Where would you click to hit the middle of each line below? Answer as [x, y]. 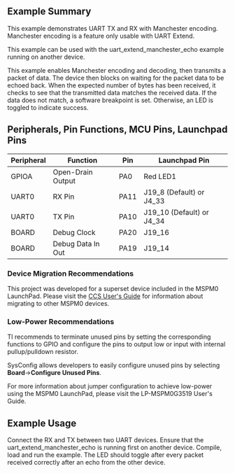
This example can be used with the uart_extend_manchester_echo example [116, 49]
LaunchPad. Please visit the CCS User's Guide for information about [105, 296]
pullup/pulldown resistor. [43, 352]
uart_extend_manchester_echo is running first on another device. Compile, [115, 448]
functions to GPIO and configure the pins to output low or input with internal [116, 344]
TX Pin [64, 216]
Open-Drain [73, 172]
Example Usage [42, 423]
